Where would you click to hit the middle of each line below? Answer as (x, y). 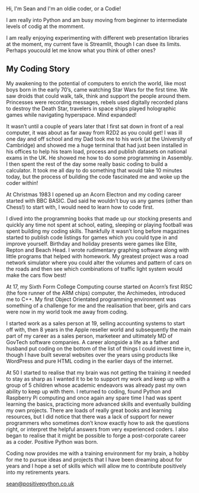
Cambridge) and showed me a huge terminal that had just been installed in (97, 145)
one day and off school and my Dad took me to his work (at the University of (99, 139)
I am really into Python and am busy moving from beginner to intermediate (97, 20)
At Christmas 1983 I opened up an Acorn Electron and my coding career (94, 194)
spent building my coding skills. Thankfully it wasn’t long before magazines (98, 231)
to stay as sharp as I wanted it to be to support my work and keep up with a (98, 379)
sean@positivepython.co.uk (40, 484)
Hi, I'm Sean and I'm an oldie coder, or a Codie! (64, 9)
